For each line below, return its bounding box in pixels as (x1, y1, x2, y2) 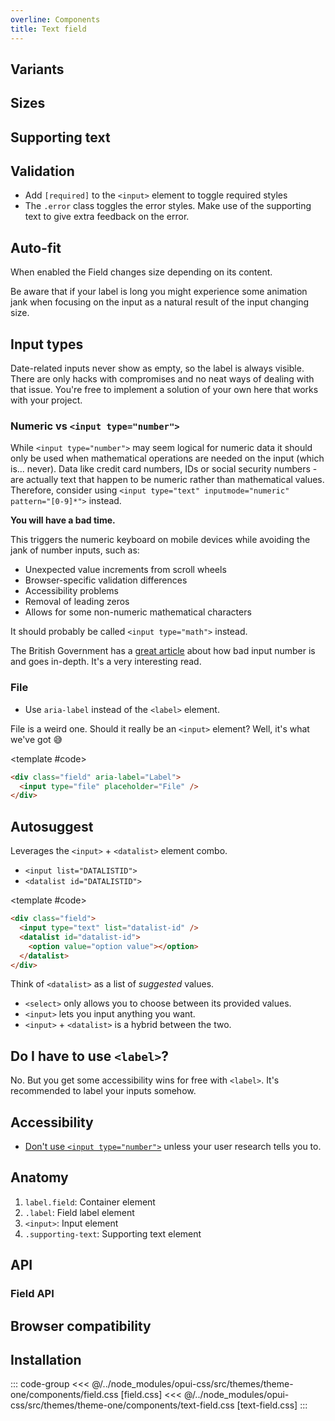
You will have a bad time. (10, 514, 116, 526)
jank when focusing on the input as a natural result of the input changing (10, 296, 310, 308)
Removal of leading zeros (24, 596, 130, 608)
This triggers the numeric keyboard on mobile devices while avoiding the (10, 534, 311, 546)
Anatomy (10, 1169, 69, 1186)
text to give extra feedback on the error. (24, 211, 190, 223)
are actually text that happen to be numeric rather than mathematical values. (10, 474, 325, 486)
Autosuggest (10, 818, 94, 835)
